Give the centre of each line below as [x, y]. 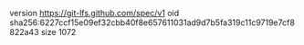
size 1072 [58, 32]
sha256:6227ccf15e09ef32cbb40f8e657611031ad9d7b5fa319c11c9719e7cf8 [152, 22]
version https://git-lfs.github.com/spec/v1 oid [94, 13]
